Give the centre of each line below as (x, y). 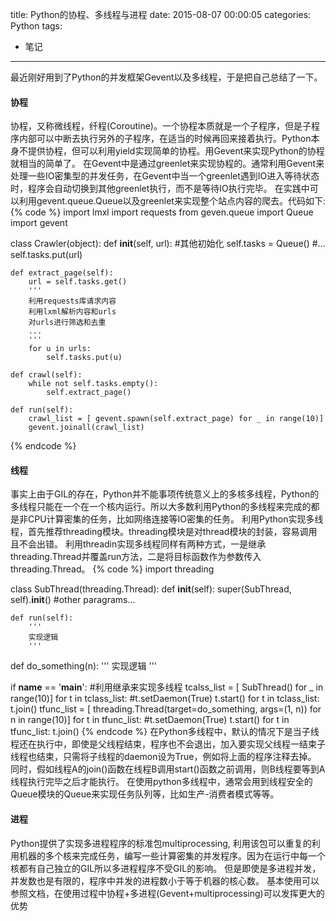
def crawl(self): (46, 375)
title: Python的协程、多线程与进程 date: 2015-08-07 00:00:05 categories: (161, 14)
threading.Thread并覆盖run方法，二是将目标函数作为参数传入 (136, 557)
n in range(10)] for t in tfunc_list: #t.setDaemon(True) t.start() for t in (150, 720)
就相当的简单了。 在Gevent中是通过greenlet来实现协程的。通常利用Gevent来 (167, 164)
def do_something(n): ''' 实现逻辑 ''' (84, 666)
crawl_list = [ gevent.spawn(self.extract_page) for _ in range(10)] (176, 419)
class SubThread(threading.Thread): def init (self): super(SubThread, (151, 589)
